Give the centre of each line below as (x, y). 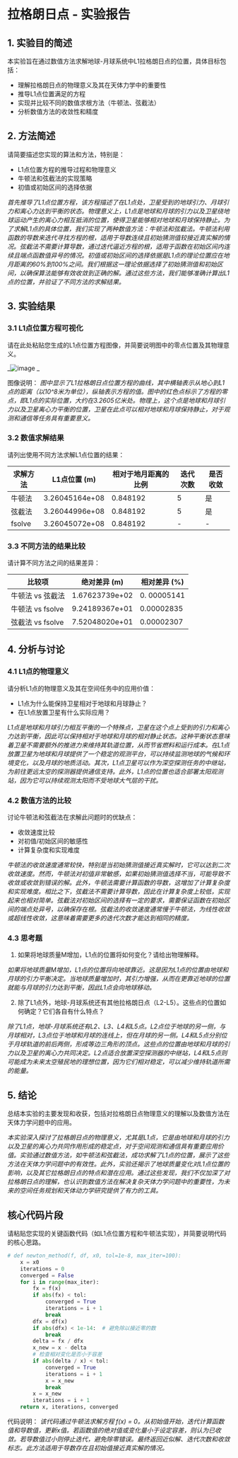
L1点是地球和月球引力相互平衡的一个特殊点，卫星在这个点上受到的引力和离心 (118, 727)
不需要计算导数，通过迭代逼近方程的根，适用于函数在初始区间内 (131, 246)
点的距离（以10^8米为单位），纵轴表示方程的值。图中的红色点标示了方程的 (114, 391)
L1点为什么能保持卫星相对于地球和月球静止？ (82, 703)
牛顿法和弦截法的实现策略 (55, 178)
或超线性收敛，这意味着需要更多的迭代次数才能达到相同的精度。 (100, 918)
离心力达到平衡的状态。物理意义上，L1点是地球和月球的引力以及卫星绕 (121, 211)
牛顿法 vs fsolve (37, 609)
